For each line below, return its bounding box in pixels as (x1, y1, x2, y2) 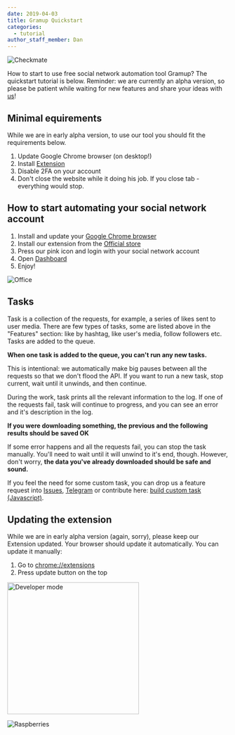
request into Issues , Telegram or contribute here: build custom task (7, 486, 201, 494)
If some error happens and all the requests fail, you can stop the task (7, 442, 207, 451)
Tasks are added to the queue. (7, 337, 96, 345)
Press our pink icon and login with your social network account (17, 247, 200, 255)
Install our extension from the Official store (17, 239, 142, 248)
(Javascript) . (7, 493, 44, 501)
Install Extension (17, 159, 65, 167)
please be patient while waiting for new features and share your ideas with (7, 84, 223, 93)
